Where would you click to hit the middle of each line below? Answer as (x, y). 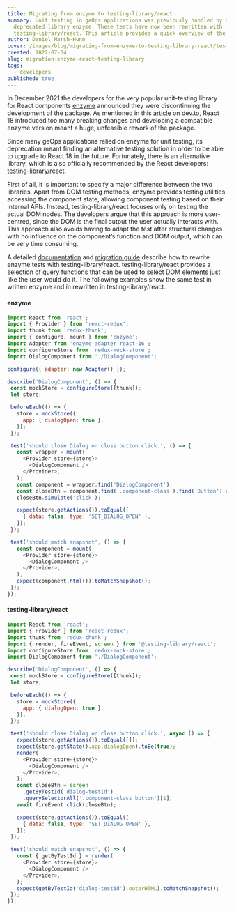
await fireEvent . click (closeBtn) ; (67, 805)
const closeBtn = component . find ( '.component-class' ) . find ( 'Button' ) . (121, 491)
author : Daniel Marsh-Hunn (46, 40)
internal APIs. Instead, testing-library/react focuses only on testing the (108, 207)
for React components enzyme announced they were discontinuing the (109, 106)
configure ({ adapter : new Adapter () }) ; (67, 369)
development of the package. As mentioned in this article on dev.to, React (113, 113)
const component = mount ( (54, 549)
